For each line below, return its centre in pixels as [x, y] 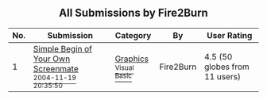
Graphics [132, 59]
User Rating [229, 35]
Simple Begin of [63, 48]
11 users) [222, 76]
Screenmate [56, 68]
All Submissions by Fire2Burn [133, 13]
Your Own [52, 59]
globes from [227, 67]
